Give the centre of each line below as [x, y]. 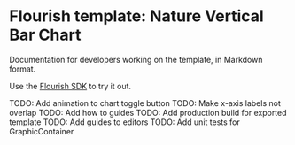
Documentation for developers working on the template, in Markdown [136, 59]
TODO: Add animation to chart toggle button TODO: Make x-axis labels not [145, 103]
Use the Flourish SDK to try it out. [70, 86]
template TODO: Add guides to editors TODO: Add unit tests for [125, 122]
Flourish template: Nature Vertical [136, 16]
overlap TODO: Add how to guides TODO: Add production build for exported [148, 112]
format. [23, 69]
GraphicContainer [42, 131]
